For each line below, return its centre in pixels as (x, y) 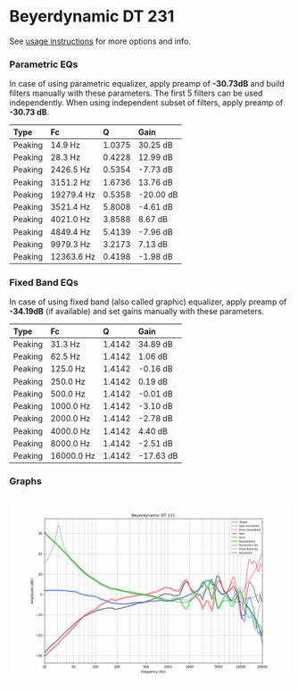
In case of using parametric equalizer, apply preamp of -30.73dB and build (147, 84)
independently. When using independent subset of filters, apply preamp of (146, 103)
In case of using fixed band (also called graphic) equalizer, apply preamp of (148, 302)
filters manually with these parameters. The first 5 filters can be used (136, 93)
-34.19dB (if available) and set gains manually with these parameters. (137, 312)
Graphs (25, 481)
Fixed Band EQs (44, 282)
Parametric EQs (44, 64)
